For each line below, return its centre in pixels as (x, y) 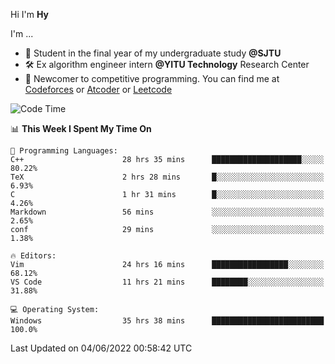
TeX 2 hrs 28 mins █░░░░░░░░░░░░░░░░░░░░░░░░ (167, 177)
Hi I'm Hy (29, 14)
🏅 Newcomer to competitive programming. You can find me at (152, 78)
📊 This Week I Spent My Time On (81, 128)
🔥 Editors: (33, 256)
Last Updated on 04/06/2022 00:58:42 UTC (101, 348)
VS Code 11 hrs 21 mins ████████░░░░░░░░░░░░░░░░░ (167, 282)
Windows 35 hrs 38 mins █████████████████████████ (167, 321)
